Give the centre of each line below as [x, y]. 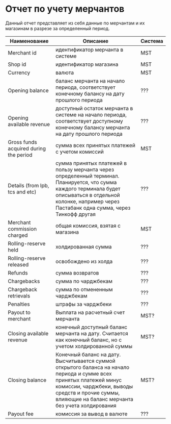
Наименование [29, 41]
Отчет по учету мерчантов [65, 9]
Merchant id [22, 53]
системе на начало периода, [91, 114]
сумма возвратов [77, 272]
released [18, 264]
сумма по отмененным [84, 289]
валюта [65, 72]
